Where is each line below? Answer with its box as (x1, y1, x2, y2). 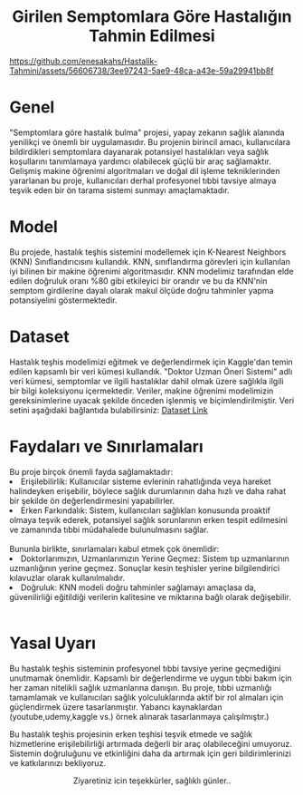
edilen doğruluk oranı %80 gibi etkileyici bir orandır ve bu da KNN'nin (9, 275, 268, 286)
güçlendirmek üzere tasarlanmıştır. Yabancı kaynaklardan (9, 701, 223, 713)
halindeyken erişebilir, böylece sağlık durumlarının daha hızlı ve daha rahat (9, 485, 287, 496)
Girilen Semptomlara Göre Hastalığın (12, 6, 292, 27)
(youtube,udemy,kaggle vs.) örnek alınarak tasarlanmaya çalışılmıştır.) (9, 711, 270, 722)
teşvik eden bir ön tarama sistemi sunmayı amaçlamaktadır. (9, 184, 230, 196)
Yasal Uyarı (9, 633, 97, 654)
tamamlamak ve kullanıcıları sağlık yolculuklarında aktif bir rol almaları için (9, 692, 284, 703)
